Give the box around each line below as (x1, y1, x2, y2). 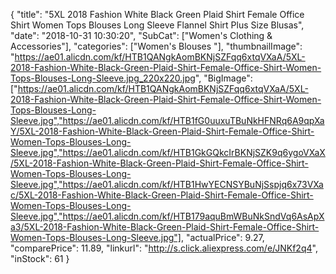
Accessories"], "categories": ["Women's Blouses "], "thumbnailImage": (10, 40, 303, 52)
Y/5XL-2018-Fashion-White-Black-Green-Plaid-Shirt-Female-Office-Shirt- (10, 125, 315, 137)
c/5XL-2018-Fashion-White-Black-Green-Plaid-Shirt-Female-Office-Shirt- (10, 189, 314, 201)
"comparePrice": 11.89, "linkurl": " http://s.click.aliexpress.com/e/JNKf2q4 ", (10, 242, 318, 254)
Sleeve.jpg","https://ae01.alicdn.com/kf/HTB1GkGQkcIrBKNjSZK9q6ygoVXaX (10, 147, 326, 158)
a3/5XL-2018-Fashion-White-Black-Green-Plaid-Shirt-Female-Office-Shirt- (10, 221, 320, 233)
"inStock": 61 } (10, 253, 70, 264)
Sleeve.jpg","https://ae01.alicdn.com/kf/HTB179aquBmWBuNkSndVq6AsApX (10, 210, 325, 222)
